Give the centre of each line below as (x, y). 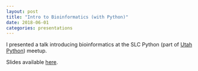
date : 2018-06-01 (28, 22)
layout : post (22, 11)
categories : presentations (39, 28)
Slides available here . (32, 62)
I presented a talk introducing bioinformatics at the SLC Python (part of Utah (99, 45)
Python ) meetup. (27, 51)
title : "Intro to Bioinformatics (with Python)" (67, 17)
